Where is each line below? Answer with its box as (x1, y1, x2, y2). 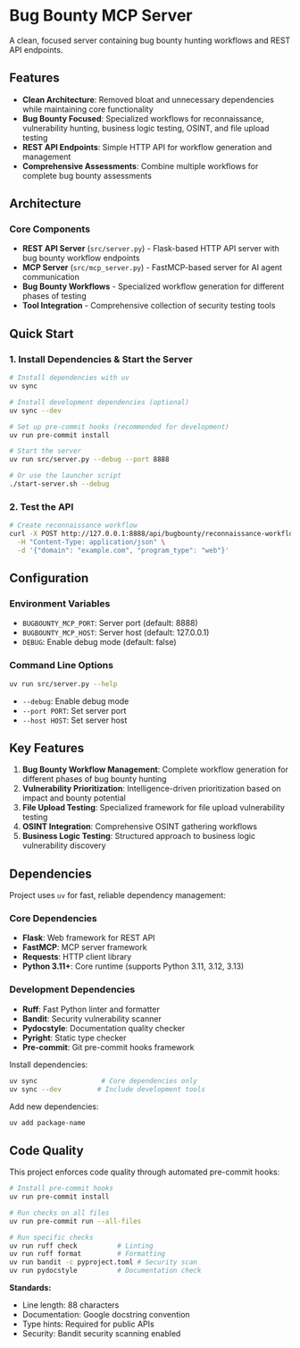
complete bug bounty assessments (21, 170, 152, 181)
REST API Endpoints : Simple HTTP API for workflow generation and (21, 141, 272, 152)
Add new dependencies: (9, 1101, 100, 1112)
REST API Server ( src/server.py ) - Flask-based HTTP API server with (21, 243, 279, 254)
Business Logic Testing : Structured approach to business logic (21, 831, 256, 842)
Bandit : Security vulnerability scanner (21, 1013, 162, 1024)
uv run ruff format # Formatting (9, 1250, 166, 1259)
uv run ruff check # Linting (9, 1241, 154, 1251)
